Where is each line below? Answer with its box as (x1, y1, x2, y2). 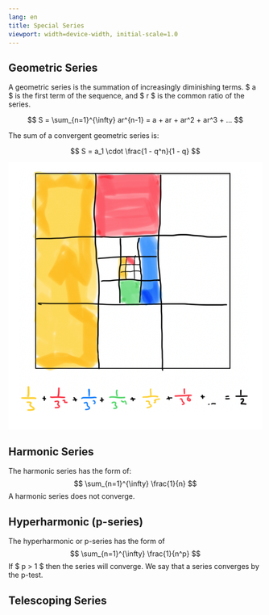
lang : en (8, 13, 38, 21)
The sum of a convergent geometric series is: (8, 131, 159, 140)
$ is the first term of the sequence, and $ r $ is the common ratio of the (8, 91, 245, 101)
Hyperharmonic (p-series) (8, 515, 143, 529)
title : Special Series (8, 21, 85, 30)
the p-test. (8, 570, 43, 580)
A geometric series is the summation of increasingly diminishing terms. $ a (8, 82, 256, 92)
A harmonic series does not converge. (8, 492, 135, 501)
